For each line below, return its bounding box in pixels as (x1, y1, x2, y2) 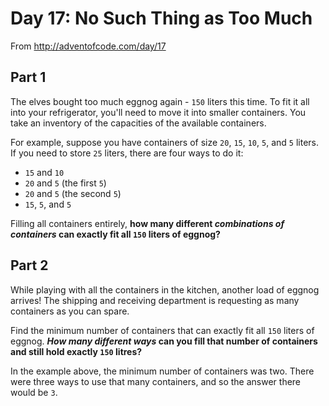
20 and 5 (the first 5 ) (24, 177, 107, 189)
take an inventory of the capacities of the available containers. (10, 117, 267, 129)
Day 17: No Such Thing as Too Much (10, 7, 313, 30)
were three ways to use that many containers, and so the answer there (10, 375, 302, 387)
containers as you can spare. (10, 305, 130, 317)
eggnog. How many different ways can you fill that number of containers (10, 335, 318, 347)
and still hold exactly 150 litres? (10, 345, 143, 357)
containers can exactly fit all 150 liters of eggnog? (10, 228, 221, 240)
